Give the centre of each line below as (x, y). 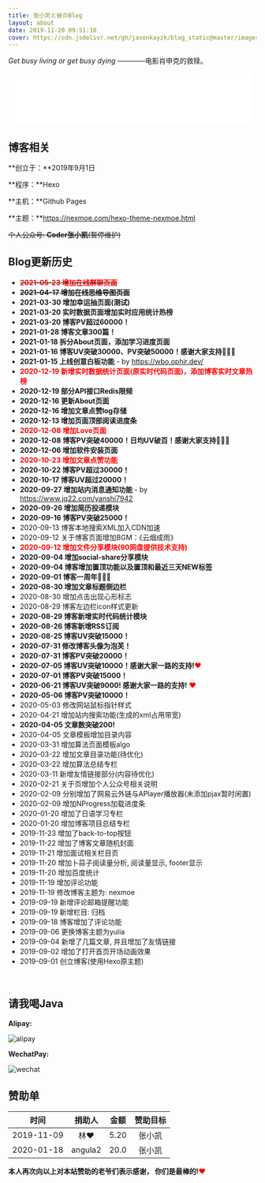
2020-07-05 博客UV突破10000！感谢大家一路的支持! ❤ (110, 665)
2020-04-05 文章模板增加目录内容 (76, 734)
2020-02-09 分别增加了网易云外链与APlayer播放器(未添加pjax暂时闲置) (135, 793)
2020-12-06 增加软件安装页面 (69, 450)
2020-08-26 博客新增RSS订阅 (69, 626)
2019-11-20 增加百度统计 (60, 872)
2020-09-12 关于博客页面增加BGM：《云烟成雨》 (98, 537)
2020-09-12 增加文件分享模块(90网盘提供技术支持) (103, 547)
